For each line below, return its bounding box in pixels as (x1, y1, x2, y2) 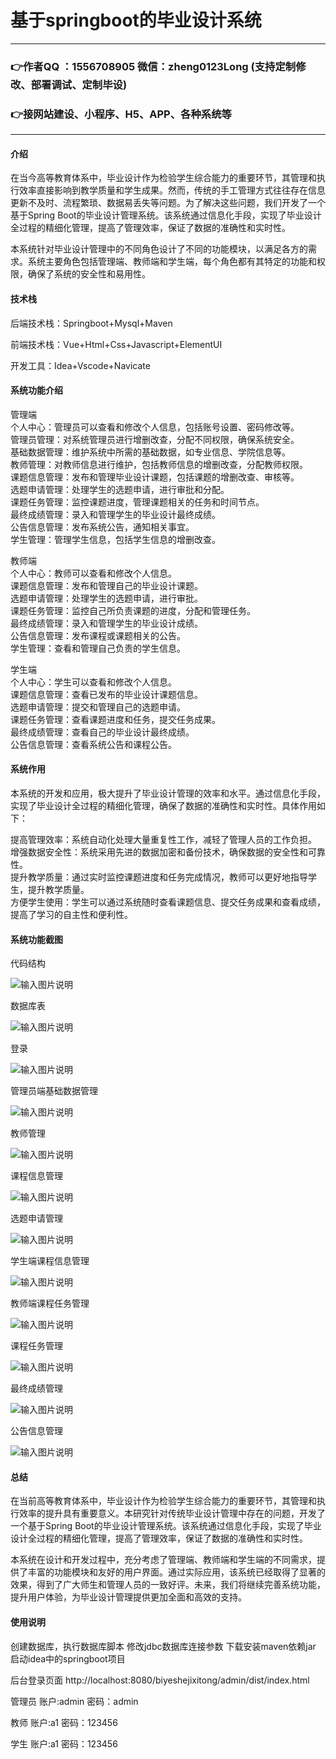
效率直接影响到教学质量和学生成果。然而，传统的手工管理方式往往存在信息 (18, 184, 326, 196)
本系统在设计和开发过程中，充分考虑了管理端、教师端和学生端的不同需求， (10, 1554, 317, 1566)
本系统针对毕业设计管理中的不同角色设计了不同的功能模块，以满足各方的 (10, 243, 308, 255)
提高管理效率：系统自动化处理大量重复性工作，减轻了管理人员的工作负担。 (10, 833, 317, 845)
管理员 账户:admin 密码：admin (10, 1695, 139, 1707)
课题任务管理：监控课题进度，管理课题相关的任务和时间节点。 (10, 496, 265, 508)
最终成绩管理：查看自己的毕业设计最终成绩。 (10, 726, 195, 738)
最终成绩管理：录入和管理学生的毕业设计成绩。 (10, 617, 203, 629)
